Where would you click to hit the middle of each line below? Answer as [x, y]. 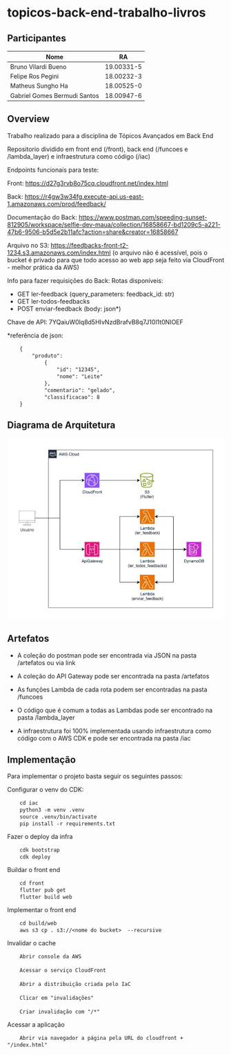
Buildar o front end [34, 870]
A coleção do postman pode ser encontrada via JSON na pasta [107, 655]
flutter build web [46, 897]
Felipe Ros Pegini [34, 76]
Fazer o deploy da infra [40, 837]
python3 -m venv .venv [52, 810]
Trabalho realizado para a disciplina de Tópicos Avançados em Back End [110, 135]
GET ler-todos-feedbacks [53, 301]
